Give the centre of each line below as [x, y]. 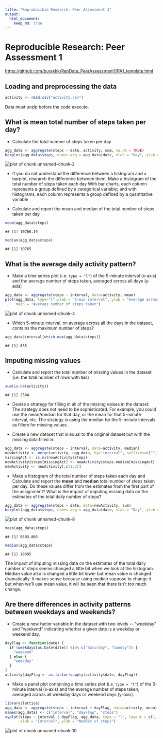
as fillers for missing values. [40, 425]
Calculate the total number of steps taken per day [62, 141]
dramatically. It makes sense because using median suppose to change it [78, 579]
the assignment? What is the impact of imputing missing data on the [80, 491]
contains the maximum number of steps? [53, 328]
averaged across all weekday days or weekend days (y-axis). [73, 694]
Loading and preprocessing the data [61, 86]
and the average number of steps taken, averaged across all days [77, 281]
